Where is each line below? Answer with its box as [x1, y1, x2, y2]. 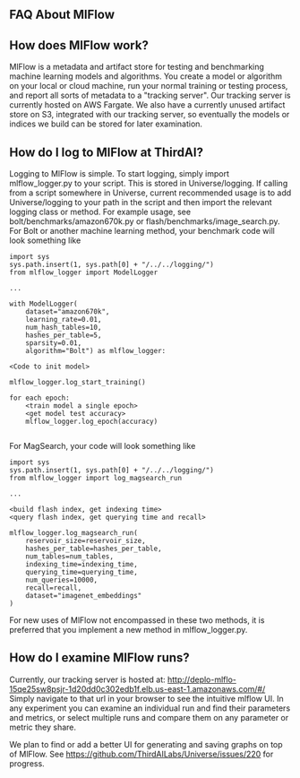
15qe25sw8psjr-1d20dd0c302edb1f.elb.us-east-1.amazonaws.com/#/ [9, 683, 266, 694]
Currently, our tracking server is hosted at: [9, 674, 166, 685]
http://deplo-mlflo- [167, 674, 237, 685]
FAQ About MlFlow [9, 7, 115, 22]
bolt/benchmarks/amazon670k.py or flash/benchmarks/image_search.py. [9, 216, 280, 227]
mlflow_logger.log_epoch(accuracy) [25, 417, 159, 427]
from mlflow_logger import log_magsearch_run [9, 474, 182, 483]
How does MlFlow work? [9, 38, 150, 53]
